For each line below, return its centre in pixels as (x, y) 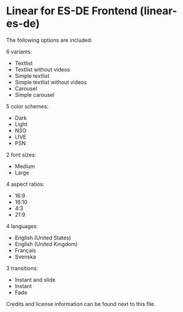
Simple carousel (34, 95)
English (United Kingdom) (46, 244)
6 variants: (19, 51)
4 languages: (22, 226)
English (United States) (43, 238)
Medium (25, 166)
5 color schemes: (27, 106)
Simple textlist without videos (51, 82)
